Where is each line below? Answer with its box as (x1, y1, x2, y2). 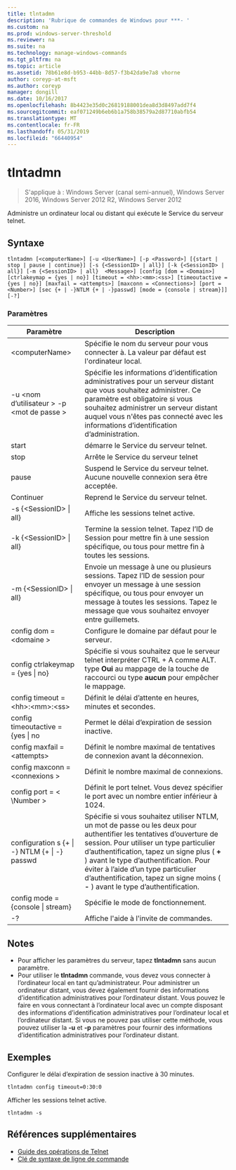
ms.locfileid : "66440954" (7, 134, 83, 141)
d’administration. (84, 430, 140, 439)
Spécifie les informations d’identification (84, 368, 218, 378)
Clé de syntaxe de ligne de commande (17, 1155, 129, 1163)
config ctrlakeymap (11, 660, 75, 669)
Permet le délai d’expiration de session (84, 718, 212, 728)
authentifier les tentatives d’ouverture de (84, 829, 219, 839)
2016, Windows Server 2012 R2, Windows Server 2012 (24, 195, 182, 204)
